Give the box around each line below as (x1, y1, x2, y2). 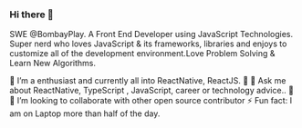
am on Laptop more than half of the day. (9, 108, 161, 119)
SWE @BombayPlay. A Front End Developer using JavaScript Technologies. (9, 29, 294, 40)
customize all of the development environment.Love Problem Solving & (9, 48, 276, 59)
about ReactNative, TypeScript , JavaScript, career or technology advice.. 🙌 (9, 85, 295, 96)
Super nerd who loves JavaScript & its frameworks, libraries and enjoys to (9, 38, 287, 49)
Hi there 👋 (9, 8, 55, 21)
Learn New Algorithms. (9, 58, 96, 69)
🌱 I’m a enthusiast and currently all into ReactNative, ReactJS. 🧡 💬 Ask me (9, 75, 286, 86)
